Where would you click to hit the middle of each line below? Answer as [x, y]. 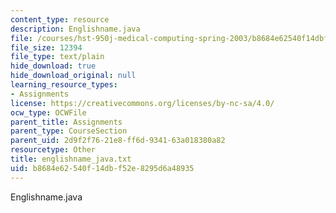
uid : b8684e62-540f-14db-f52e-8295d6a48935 [102, 168]
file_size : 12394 [46, 47]
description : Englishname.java [75, 29]
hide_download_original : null [73, 76]
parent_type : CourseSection [69, 131]
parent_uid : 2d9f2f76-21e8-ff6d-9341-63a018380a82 [118, 141]
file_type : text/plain [57, 57]
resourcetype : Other [53, 150]
